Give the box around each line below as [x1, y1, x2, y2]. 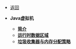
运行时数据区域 [17, 32, 49, 38]
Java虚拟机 [10, 15, 34, 21]
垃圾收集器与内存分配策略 [17, 38, 71, 44]
